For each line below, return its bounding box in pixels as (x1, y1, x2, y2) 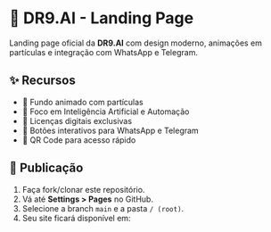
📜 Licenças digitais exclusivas (21, 115, 132, 126)
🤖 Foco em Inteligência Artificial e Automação (21, 106, 190, 117)
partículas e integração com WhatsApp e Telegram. (9, 46, 199, 57)
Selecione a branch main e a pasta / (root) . (21, 203, 185, 213)
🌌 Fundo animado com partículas (21, 96, 144, 107)
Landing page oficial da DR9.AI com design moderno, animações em (9, 37, 263, 48)
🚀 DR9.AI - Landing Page (9, 8, 194, 29)
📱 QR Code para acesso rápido (21, 134, 136, 145)
